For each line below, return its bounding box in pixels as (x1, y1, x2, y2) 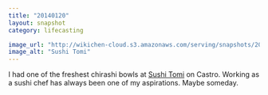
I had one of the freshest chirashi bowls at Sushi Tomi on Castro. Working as (8, 70, 260, 79)
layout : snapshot (8, 19, 66, 27)
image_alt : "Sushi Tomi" (8, 48, 91, 56)
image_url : (8, 40, 45, 48)
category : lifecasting (8, 26, 84, 34)
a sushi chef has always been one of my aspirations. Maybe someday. (8, 78, 239, 88)
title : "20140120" (8, 11, 69, 20)
